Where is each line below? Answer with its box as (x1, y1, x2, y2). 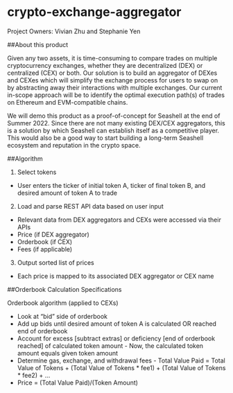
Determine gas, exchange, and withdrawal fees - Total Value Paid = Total (17, 356, 225, 365)
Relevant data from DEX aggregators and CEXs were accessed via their (17, 216, 222, 224)
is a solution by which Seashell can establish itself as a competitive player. (7, 126, 220, 134)
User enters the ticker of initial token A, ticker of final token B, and (17, 181, 206, 189)
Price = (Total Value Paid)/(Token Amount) (17, 378, 139, 387)
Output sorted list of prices (17, 258, 95, 267)
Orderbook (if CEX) (17, 237, 73, 246)
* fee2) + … (17, 371, 51, 379)
